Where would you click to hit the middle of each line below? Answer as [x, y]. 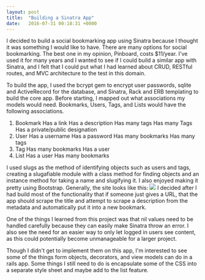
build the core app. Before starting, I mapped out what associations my [96, 98]
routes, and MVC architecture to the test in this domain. [76, 74]
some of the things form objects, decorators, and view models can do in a [99, 257]
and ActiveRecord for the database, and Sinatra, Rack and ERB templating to [102, 92]
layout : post [23, 12]
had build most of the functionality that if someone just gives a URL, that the [102, 194]
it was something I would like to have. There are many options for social [97, 47]
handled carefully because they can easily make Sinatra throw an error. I [98, 226]
